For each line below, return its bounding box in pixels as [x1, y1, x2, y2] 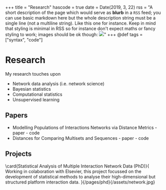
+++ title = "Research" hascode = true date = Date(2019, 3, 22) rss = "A [5, 5, 153, 10]
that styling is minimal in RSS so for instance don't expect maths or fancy [5, 26, 156, 32]
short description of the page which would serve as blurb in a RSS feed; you [5, 10, 161, 16]
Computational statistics [12, 91, 62, 97]
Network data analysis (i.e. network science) [12, 80, 105, 87]
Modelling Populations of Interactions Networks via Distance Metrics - [12, 124, 157, 130]
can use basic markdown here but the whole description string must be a [5, 15, 156, 21]
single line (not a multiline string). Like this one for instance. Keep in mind [5, 20, 156, 26]
